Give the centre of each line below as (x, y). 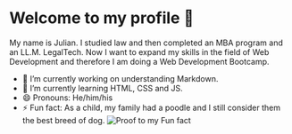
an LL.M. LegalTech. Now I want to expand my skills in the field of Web (139, 51)
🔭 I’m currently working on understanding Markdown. (120, 78)
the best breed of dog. (63, 120)
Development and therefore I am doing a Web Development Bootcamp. (139, 61)
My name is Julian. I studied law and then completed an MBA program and (146, 43)
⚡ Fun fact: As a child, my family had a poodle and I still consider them (151, 107)
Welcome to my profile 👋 (102, 18)
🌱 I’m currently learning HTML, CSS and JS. (102, 88)
